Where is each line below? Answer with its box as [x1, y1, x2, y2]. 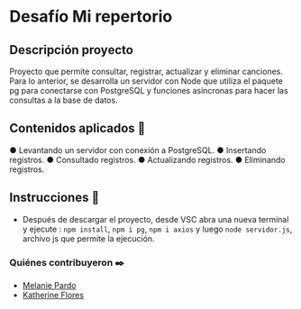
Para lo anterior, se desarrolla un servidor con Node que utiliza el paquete [9, 76, 284, 86]
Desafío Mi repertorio [9, 6, 173, 27]
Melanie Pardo [22, 279, 77, 290]
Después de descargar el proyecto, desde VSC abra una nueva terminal [22, 214, 289, 224]
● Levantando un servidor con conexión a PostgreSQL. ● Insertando [9, 144, 267, 155]
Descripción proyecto [9, 42, 133, 58]
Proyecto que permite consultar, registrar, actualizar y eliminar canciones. [9, 66, 284, 77]
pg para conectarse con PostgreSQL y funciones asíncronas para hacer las [9, 86, 288, 95]
